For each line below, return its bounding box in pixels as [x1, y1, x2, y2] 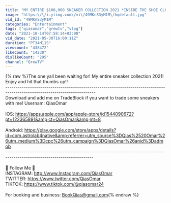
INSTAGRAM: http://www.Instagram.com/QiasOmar [5, 171, 113, 177]
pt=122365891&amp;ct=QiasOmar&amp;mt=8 [5, 116, 101, 122]
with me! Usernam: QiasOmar [5, 100, 67, 107]
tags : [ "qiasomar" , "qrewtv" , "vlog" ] [5, 26, 83, 31]
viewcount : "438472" [5, 45, 49, 50]
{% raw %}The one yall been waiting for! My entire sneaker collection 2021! [5, 73, 164, 79]
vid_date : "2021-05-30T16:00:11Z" [5, 36, 79, 41]
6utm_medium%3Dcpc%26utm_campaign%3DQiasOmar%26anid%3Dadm [5, 138, 164, 144]
